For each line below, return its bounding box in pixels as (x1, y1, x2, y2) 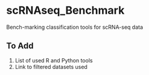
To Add (6, 41, 34, 51)
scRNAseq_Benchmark (6, 4, 125, 17)
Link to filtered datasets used (14, 63, 87, 70)
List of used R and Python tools (14, 56, 93, 64)
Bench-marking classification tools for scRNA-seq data (6, 23, 144, 31)
